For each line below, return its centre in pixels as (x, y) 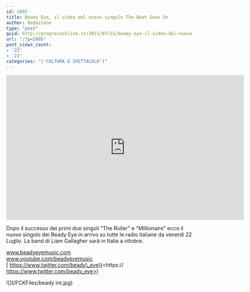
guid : (13, 34)
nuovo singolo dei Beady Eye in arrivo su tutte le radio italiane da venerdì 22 (99, 234)
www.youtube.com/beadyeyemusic (50, 258)
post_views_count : (29, 45)
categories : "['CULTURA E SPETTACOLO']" (57, 61)
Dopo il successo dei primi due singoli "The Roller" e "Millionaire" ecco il (95, 228)
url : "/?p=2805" (26, 39)
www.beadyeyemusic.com (39, 252)
